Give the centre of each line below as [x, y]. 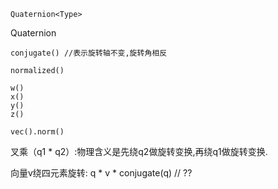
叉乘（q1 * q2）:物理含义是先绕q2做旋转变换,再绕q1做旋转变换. [139, 151]
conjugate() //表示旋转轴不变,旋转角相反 [89, 53]
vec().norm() [37, 132]
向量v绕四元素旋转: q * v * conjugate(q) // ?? [101, 173]
